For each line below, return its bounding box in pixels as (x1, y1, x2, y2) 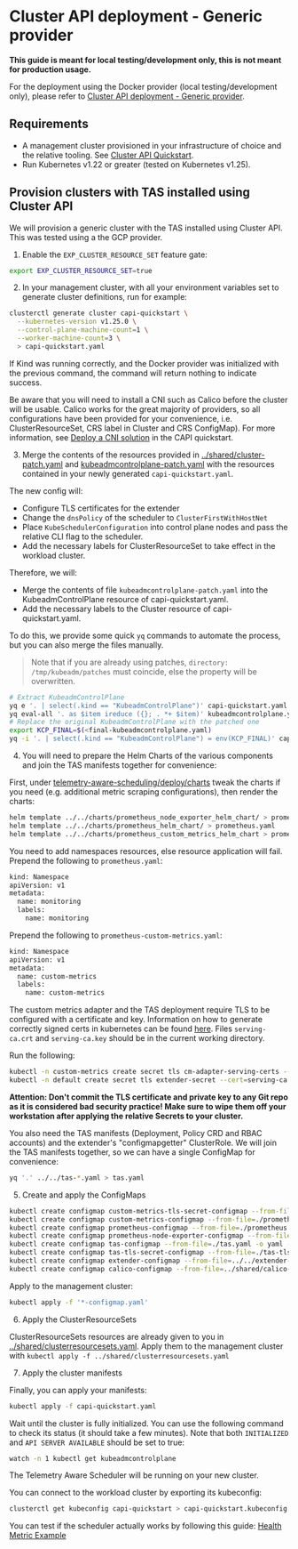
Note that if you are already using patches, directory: (30, 657, 229, 667)
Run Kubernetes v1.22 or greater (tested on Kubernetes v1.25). (21, 158, 251, 170)
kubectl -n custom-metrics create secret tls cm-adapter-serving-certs (9, 1068, 279, 1077)
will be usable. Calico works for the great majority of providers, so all (9, 403, 261, 415)
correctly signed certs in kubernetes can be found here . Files (9, 1023, 233, 1034)
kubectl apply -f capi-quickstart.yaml (9, 1401, 157, 1411)
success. (9, 376, 43, 388)
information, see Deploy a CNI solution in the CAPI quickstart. (9, 432, 233, 442)
